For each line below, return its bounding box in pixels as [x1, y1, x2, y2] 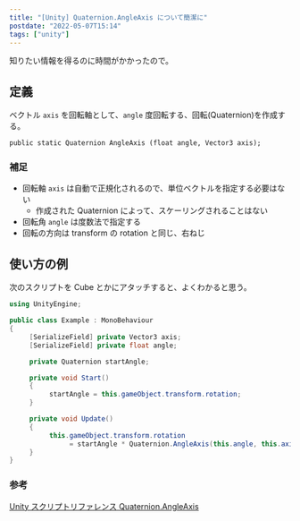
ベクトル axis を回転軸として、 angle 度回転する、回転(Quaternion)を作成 [9, 109, 279, 121]
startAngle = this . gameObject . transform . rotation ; [48, 390, 242, 399]
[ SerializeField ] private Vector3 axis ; [29, 332, 181, 341]
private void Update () [29, 414, 114, 423]
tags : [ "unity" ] [9, 30, 70, 38]
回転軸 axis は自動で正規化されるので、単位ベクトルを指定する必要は [21, 183, 278, 193]
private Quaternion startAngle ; [29, 357, 150, 366]
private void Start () [29, 373, 110, 382]
